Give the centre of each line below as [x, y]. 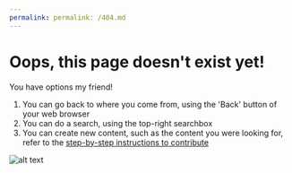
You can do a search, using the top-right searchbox [117, 123]
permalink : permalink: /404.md [68, 17]
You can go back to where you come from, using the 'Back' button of [150, 104]
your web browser [56, 114]
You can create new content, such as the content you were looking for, [153, 133]
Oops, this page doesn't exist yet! [137, 61]
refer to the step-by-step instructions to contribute [115, 142]
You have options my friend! [61, 87]
